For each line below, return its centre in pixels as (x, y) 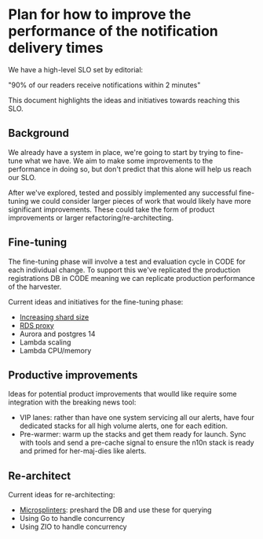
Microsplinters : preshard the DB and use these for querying (115, 510)
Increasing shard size (54, 317)
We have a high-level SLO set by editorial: (76, 69)
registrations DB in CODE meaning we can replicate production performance (131, 278)
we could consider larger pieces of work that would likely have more (141, 201)
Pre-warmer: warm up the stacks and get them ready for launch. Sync (133, 434)
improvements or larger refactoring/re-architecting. (91, 217)
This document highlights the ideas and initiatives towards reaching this (124, 100)
